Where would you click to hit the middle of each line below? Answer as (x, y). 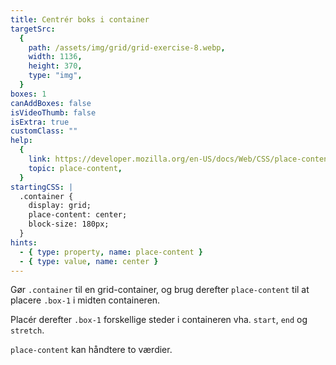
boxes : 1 (28, 94)
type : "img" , (55, 76)
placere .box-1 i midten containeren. (85, 300)
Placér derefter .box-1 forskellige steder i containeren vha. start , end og (159, 320)
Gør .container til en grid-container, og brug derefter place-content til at (160, 290)
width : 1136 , (55, 57)
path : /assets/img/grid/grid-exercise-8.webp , (127, 47)
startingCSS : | (42, 187)
